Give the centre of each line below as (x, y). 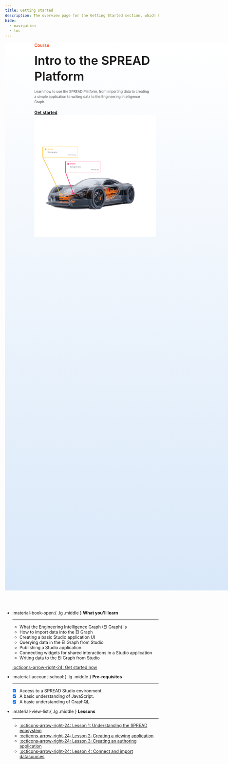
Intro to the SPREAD (92, 60)
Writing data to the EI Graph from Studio (59, 658)
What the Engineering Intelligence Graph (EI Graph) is (73, 627)
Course (42, 45)
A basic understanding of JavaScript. (57, 696)
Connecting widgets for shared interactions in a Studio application (86, 653)
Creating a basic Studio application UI (57, 637)
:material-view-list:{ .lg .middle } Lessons (54, 711)
